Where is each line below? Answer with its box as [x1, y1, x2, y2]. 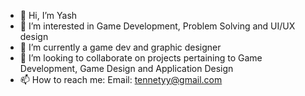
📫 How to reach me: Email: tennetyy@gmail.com [19, 74, 223, 85]
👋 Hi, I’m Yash [19, 10, 78, 21]
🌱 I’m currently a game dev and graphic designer [19, 41, 222, 53]
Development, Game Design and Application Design [19, 63, 234, 74]
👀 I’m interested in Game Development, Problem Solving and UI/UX [19, 20, 296, 32]
